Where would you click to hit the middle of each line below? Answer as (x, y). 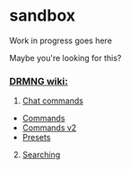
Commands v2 (49, 128)
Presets (36, 138)
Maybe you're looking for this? (65, 58)
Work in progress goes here (61, 40)
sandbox (43, 16)
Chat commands (52, 101)
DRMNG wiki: (39, 81)
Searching (41, 155)
